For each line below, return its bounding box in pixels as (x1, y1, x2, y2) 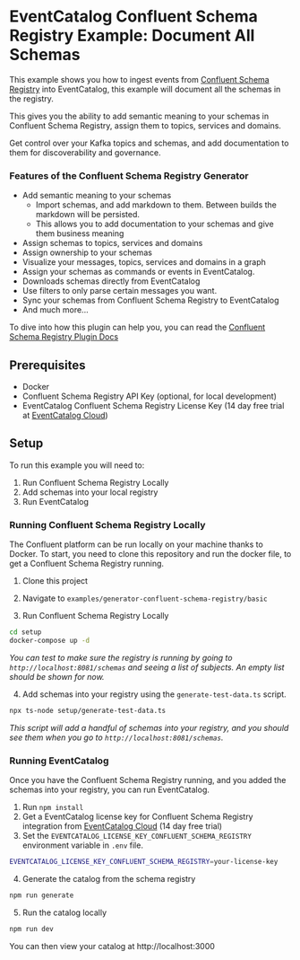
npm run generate (9, 891, 74, 900)
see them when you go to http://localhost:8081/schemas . (9, 732, 224, 743)
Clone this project (21, 576, 88, 586)
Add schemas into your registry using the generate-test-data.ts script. (21, 689, 287, 700)
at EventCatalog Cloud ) (21, 410, 109, 421)
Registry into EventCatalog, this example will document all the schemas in (9, 84, 281, 94)
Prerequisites (9, 357, 86, 373)
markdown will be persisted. (35, 209, 141, 220)
